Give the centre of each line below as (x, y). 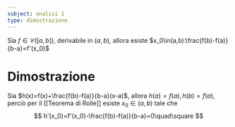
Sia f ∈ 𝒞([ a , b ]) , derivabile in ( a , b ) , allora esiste (78, 40)
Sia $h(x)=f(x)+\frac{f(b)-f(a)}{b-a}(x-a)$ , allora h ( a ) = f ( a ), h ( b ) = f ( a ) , (111, 96)
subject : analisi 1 (36, 14)
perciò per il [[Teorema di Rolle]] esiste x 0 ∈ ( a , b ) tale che (92, 104)
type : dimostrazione (38, 20)
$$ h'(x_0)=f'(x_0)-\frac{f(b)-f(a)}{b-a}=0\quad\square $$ (119, 116)
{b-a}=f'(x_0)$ (28, 48)
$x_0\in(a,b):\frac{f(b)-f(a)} (189, 40)
